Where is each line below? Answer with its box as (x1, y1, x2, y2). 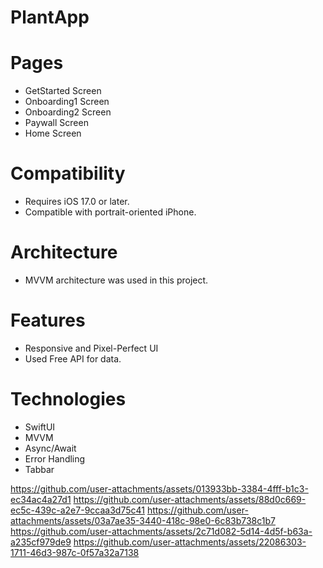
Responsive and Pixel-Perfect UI (24, 342, 159, 354)
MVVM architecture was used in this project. (24, 274, 209, 286)
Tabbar (24, 463, 55, 475)
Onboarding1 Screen (24, 96, 110, 108)
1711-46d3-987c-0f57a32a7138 (10, 546, 140, 558)
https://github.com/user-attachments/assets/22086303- (73, 536, 307, 548)
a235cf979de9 (10, 536, 72, 548)
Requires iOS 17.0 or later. (24, 196, 130, 208)
